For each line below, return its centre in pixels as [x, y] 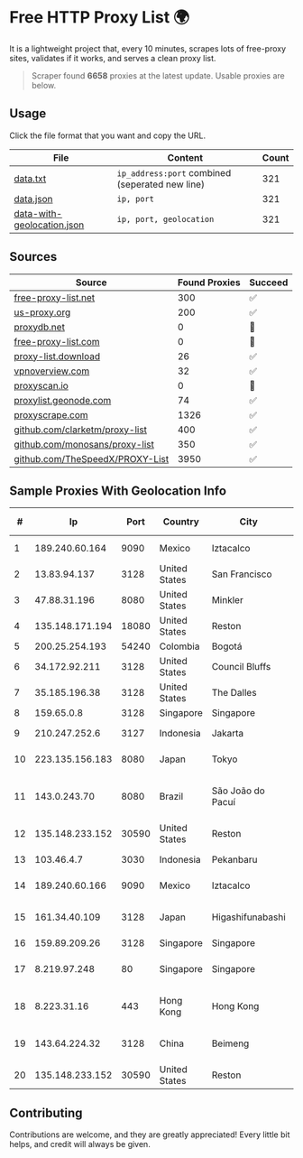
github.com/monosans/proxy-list [84, 444]
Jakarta [228, 734]
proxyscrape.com [51, 414]
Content [185, 157]
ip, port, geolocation [165, 219]
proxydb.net [40, 327]
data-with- [38, 213]
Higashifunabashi [248, 917]
